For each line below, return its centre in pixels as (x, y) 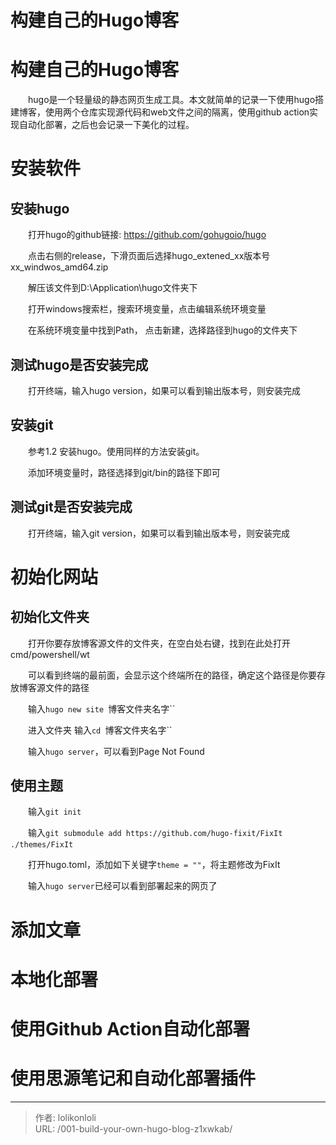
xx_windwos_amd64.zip (59, 267)
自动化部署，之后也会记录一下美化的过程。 (106, 125)
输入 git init (54, 812)
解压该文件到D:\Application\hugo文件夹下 (112, 288)
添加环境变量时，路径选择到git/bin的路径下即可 (124, 472)
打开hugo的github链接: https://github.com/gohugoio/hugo (147, 235)
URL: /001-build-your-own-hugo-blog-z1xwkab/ (133, 1128)
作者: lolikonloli (65, 1117)
